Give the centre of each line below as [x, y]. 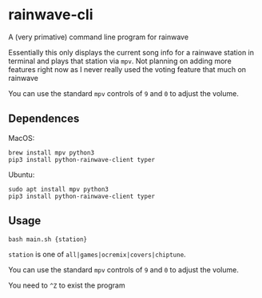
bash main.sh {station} [48, 239]
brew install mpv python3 [51, 153]
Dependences [44, 119]
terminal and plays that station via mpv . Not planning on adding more [120, 61]
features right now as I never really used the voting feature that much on [127, 69]
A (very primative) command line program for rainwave [99, 37]
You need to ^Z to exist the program [67, 285]
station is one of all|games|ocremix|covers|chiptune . [97, 254]
